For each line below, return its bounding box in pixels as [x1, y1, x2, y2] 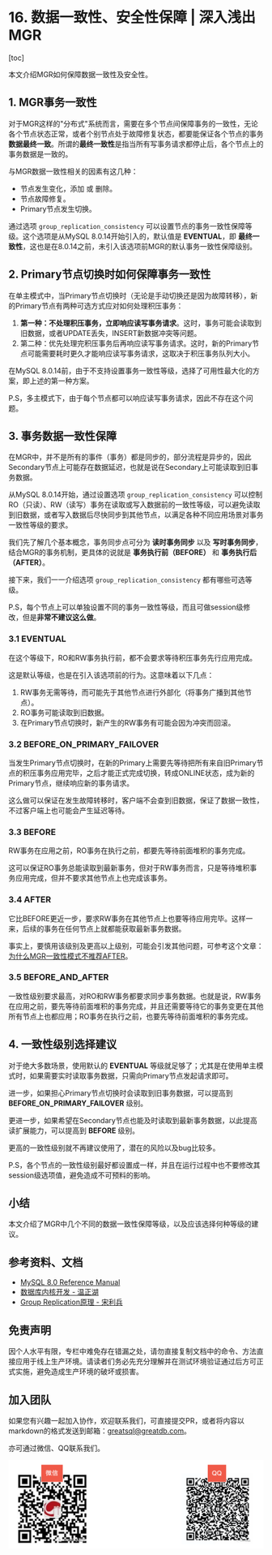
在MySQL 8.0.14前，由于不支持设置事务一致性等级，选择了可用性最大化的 [8, 365, 253, 375]
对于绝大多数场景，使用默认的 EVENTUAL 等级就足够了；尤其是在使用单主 [8, 1061, 257, 1070]
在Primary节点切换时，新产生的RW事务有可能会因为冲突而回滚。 [19, 717, 236, 727]
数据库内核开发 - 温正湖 [19, 1287, 100, 1297]
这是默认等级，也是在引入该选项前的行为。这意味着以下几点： [8, 670, 215, 679]
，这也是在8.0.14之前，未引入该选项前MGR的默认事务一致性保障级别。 [23, 241, 257, 251]
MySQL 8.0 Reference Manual [19, 1277, 121, 1287]
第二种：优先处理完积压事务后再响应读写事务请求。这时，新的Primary [19, 338, 253, 348]
